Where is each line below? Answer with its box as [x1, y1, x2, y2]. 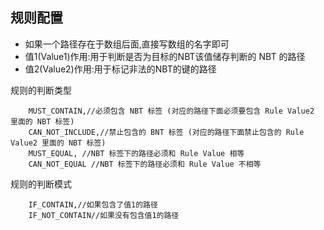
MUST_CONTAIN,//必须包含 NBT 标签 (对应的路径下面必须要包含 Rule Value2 [28, 106, 315, 116]
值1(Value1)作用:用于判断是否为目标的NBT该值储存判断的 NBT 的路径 [24, 50, 306, 62]
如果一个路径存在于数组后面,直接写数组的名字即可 [24, 38, 230, 50]
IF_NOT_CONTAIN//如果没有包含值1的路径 [28, 210, 180, 220]
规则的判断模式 [10, 178, 72, 190]
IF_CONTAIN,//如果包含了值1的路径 [28, 199, 158, 210]
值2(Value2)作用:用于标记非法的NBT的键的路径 [24, 63, 217, 75]
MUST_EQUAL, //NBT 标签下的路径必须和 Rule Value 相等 [28, 148, 245, 158]
